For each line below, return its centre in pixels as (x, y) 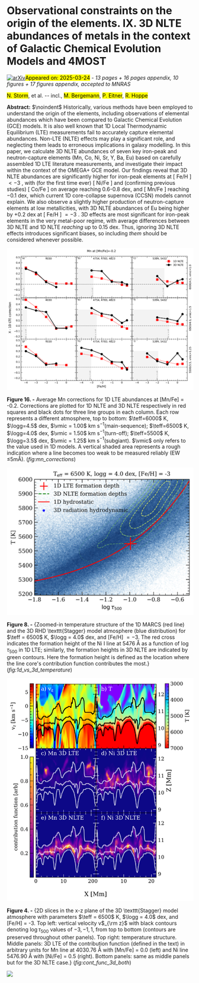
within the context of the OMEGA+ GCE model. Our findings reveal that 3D (97, 170)
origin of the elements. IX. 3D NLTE (94, 23)
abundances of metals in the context (99, 36)
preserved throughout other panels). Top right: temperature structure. (92, 937)
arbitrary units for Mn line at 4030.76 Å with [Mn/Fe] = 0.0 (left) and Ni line (98, 950)
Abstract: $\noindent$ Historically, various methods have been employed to (100, 107)
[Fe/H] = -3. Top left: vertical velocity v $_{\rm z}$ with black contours (92, 923)
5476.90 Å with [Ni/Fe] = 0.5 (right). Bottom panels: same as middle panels (98, 956)
